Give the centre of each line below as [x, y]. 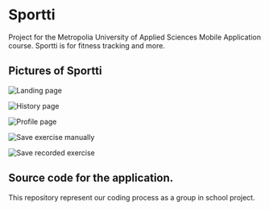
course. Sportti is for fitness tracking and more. [87, 45]
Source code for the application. [91, 178]
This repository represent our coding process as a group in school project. [132, 197]
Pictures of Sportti [55, 71]
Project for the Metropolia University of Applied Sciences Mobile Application [135, 37]
